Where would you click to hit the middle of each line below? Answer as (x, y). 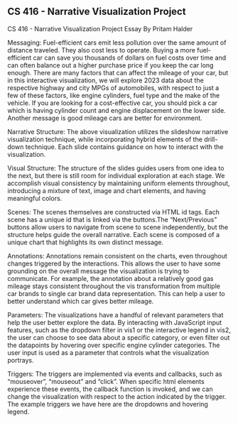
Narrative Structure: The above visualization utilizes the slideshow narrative (118, 131)
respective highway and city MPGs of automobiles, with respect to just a (113, 87)
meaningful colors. (35, 198)
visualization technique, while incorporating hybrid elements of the (105, 139)
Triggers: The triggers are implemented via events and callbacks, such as (115, 374)
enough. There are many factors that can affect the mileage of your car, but (118, 72)
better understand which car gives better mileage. (81, 301)
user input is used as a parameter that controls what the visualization (108, 352)
